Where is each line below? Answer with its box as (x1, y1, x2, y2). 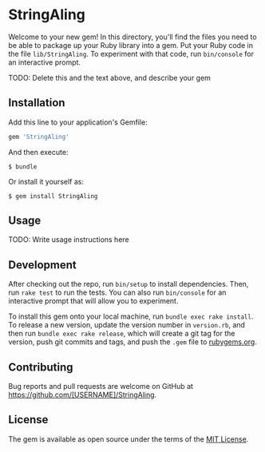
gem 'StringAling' (8, 133, 69, 141)
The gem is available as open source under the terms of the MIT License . (8, 434, 249, 444)
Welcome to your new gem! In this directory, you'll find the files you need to (8, 32, 257, 42)
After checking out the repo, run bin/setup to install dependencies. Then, (8, 280, 249, 289)
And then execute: (8, 147, 69, 157)
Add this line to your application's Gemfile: (8, 117, 148, 127)
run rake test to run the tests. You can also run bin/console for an (8, 287, 227, 297)
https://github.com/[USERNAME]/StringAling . (8, 390, 157, 400)
